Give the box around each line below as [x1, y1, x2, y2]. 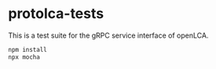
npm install [8, 45, 47, 53]
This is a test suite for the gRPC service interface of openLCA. [8, 31, 209, 40]
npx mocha [8, 53, 41, 61]
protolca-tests [8, 5, 104, 23]
